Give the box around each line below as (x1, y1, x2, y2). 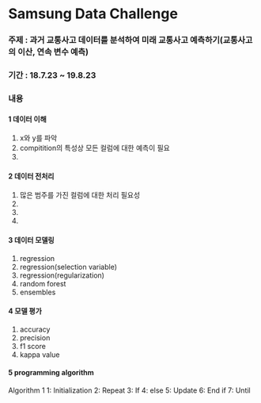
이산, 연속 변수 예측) (17, 47, 89, 58)
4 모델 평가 (8, 306, 42, 316)
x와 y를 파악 (19, 133, 58, 143)
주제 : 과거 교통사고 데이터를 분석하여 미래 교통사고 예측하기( (8, 35, 223, 46)
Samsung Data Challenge (8, 5, 178, 23)
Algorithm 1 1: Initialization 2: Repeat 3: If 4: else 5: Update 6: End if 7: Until (8, 386, 251, 395)
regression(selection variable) (19, 262, 117, 271)
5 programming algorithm (8, 368, 95, 378)
